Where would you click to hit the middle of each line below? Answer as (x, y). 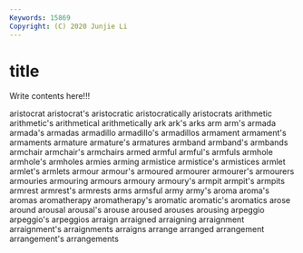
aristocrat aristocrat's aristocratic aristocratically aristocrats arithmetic (141, 113)
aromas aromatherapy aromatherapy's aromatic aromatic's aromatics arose (150, 200)
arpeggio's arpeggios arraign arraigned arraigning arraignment (127, 219)
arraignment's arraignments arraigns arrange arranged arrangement (137, 229)
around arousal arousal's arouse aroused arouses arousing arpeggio (137, 210)
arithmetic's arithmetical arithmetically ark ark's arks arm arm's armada (143, 123)
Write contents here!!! (50, 96)
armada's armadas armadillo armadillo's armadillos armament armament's (148, 133)
